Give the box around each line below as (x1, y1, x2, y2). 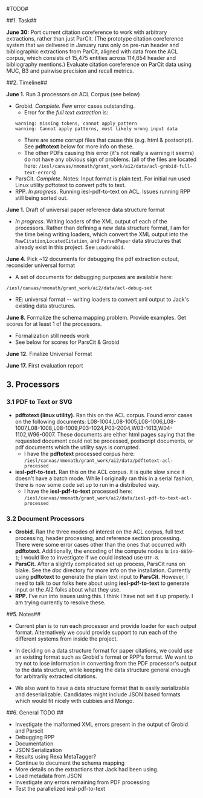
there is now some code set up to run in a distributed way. (14, 481, 160, 488)
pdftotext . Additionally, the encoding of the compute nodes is (14, 547, 169, 555)
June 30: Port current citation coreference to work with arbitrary (6, 28, 167, 36)
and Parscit (14, 727, 43, 734)
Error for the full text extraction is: (24, 109, 109, 116)
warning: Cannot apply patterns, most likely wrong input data (14, 126, 178, 132)
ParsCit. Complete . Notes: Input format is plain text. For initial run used (14, 175, 191, 182)
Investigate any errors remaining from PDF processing (14, 778, 150, 786)
